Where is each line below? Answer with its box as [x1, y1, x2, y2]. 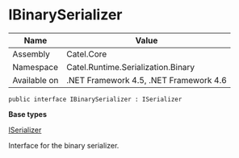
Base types [8, 109, 47, 118]
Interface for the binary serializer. [8, 140, 119, 150]
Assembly [12, 48, 51, 60]
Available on [12, 74, 59, 85]
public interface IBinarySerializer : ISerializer [8, 95, 182, 103]
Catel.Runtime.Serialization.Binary [65, 61, 195, 73]
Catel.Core [65, 48, 107, 60]
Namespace [12, 61, 59, 73]
